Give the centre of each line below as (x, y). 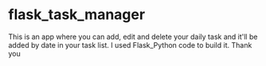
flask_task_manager (77, 15)
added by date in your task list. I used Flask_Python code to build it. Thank (130, 45)
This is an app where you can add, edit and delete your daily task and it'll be (133, 37)
